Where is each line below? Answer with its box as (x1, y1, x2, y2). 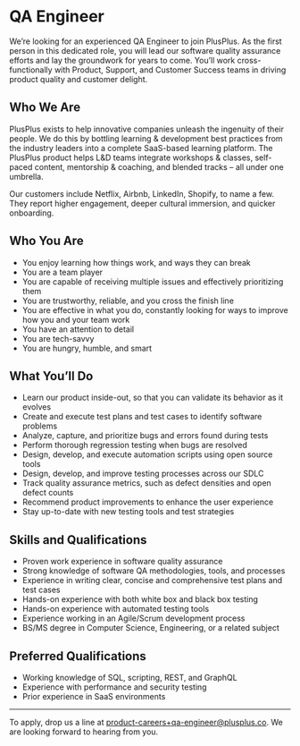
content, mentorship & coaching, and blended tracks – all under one (34, 161, 284, 172)
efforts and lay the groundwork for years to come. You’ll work (9, 55, 236, 65)
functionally (9, 64, 53, 75)
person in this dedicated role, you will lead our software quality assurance (9, 45, 281, 55)
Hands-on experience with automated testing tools (21, 604, 210, 615)
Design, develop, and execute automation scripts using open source (21, 449, 273, 460)
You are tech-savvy (21, 333, 95, 343)
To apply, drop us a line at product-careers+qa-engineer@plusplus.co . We (9, 717, 283, 727)
